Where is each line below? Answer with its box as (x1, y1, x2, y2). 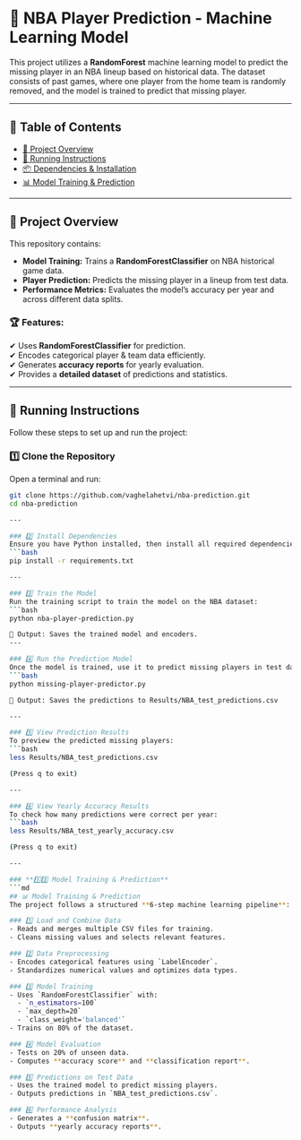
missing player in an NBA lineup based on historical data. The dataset (9, 66, 266, 77)
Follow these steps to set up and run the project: (9, 427, 188, 437)
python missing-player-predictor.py (9, 679, 146, 688)
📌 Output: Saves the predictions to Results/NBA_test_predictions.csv (9, 695, 279, 704)
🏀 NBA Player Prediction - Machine (9, 8, 272, 29)
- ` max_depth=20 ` (17, 1007, 82, 1016)
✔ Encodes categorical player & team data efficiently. (9, 350, 206, 360)
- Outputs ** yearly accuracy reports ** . (9, 1122, 163, 1131)
